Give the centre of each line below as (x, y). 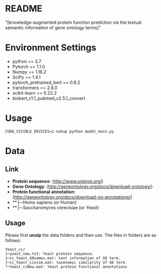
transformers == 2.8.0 (35, 88)
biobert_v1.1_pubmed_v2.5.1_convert (49, 98)
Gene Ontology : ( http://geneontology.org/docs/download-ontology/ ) (82, 186)
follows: (13, 240)
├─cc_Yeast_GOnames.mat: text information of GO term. (63, 258)
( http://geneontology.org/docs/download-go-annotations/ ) (72, 197)
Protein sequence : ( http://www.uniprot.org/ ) (58, 181)
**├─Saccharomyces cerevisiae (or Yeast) (55, 207)
